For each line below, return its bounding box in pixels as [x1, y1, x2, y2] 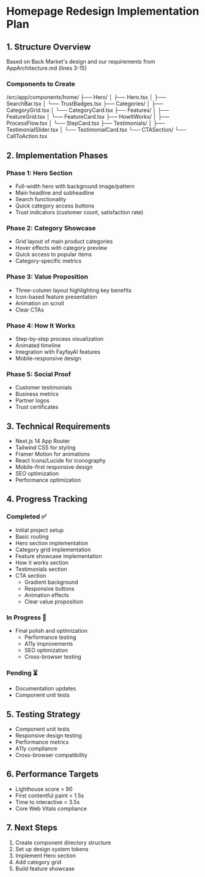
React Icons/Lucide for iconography [15, 457, 106, 464]
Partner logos [15, 397, 50, 405]
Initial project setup [15, 526, 64, 534]
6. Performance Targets [6, 769, 99, 780]
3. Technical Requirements [6, 421, 111, 431]
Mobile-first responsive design [15, 463, 93, 471]
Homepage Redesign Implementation [6, 4, 199, 18]
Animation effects [24, 591, 69, 599]
